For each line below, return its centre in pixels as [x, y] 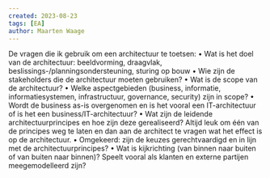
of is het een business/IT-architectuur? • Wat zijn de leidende [110, 114]
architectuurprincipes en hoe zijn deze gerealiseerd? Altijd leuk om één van [134, 123]
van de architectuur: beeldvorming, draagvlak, [86, 62]
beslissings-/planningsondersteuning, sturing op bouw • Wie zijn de [122, 71]
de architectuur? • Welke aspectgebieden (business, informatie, [115, 88]
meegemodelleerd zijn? [47, 166]
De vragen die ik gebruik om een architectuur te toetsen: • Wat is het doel [131, 54]
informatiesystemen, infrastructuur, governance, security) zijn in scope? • [131, 97]
